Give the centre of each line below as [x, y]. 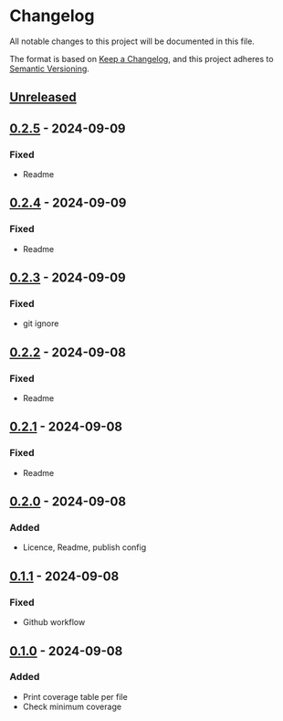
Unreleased [43, 97]
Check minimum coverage [72, 706]
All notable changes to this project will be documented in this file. [132, 41]
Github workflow [54, 622]
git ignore [41, 323]
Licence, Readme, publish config [84, 547]
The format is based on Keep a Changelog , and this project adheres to [141, 58]
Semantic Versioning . [49, 69]
